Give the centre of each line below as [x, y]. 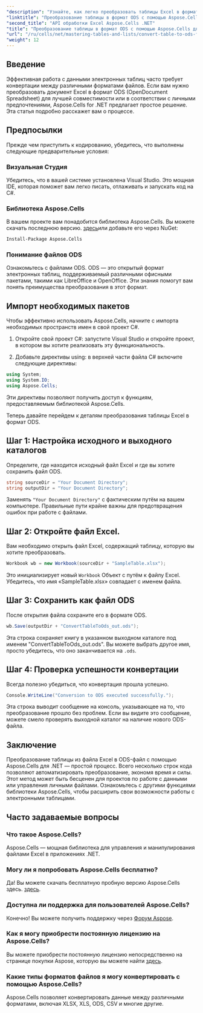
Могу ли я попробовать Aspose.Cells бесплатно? [82, 870]
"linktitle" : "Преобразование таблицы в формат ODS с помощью [86, 18]
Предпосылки [34, 130]
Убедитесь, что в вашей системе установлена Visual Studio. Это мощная [100, 180]
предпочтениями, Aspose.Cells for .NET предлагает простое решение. [97, 105]
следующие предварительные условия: [58, 151]
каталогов [27, 450]
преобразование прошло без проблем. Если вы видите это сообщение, [99, 713]
